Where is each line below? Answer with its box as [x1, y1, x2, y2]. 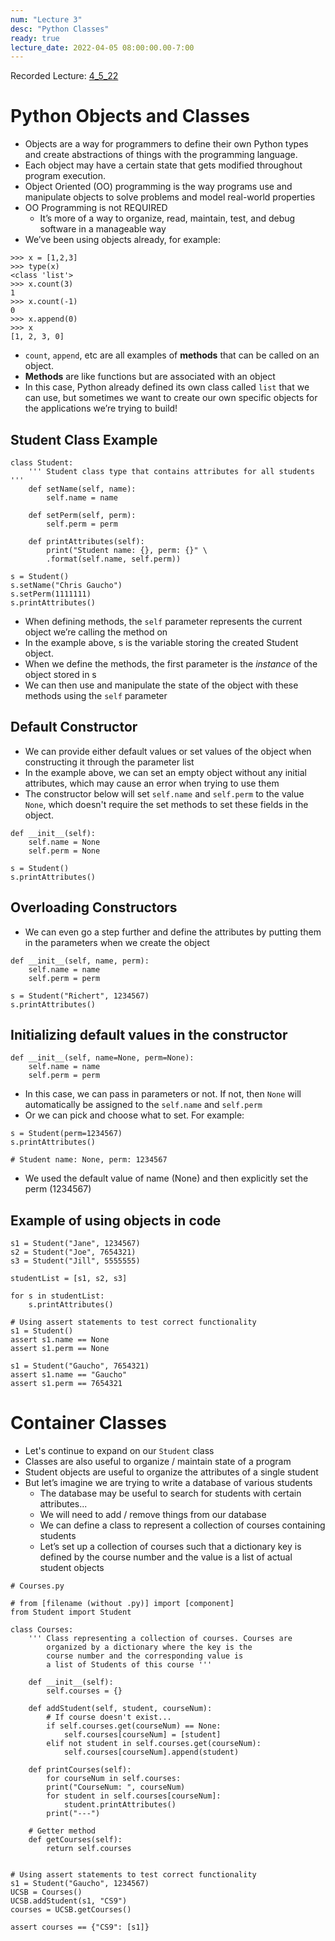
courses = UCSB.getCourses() [10, 1905, 132, 1915]
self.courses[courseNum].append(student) [63, 1747, 240, 1758]
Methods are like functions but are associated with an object [24, 371, 276, 383]
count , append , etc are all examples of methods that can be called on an [24, 349, 320, 361]
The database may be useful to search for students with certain [39, 1487, 302, 1500]
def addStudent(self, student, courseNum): [28, 1704, 213, 1714]
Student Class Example [10, 431, 158, 448]
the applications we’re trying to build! [24, 402, 178, 415]
